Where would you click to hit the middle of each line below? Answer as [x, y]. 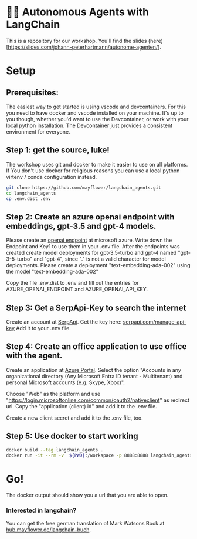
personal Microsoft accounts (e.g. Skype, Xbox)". [65, 382]
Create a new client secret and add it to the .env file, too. [74, 418]
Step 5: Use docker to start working [72, 436]
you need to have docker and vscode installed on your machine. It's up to [95, 113]
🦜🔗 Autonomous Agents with [78, 12]
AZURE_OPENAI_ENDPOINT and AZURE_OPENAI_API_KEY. [77, 289]
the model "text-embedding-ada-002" [52, 272]
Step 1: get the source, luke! [58, 150]
